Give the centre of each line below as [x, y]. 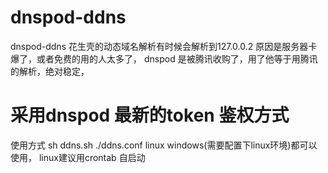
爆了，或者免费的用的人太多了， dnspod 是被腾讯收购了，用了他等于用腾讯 [164, 58]
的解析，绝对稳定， [50, 71]
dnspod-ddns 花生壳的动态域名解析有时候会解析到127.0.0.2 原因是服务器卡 [164, 46]
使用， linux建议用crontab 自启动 [78, 157]
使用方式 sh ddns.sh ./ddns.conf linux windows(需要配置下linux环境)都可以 [164, 145]
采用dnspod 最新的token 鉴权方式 [150, 115]
